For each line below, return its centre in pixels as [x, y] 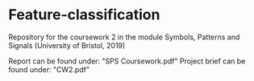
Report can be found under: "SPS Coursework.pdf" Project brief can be [127, 61]
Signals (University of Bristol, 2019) [67, 45]
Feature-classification [84, 15]
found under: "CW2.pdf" [49, 69]
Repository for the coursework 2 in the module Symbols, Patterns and [124, 37]
